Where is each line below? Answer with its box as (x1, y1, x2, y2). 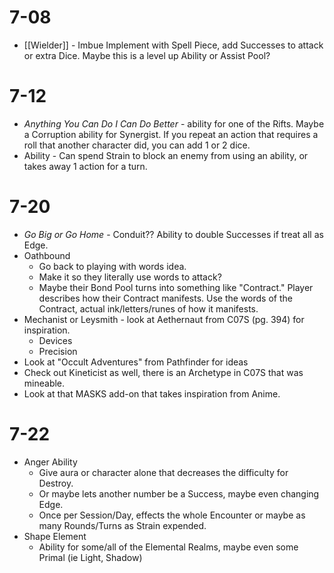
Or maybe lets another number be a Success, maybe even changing (38, 487, 320, 500)
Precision (38, 345, 78, 357)
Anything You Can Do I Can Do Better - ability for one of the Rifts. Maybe (23, 117, 325, 130)
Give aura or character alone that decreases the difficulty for (38, 466, 289, 478)
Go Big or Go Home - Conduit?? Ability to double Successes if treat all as (23, 228, 324, 240)
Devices (38, 334, 73, 346)
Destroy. (38, 477, 74, 489)
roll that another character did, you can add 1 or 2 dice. (23, 139, 251, 151)
